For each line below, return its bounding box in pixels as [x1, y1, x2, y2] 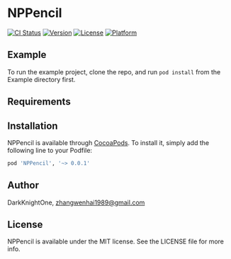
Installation [7, 120, 58, 132]
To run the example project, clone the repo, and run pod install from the [7, 67, 221, 76]
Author [7, 179, 39, 192]
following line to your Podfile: [7, 146, 93, 154]
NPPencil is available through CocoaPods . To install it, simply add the [7, 138, 210, 146]
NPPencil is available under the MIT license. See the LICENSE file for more [7, 237, 225, 246]
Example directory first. [7, 75, 76, 84]
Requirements [7, 96, 71, 108]
